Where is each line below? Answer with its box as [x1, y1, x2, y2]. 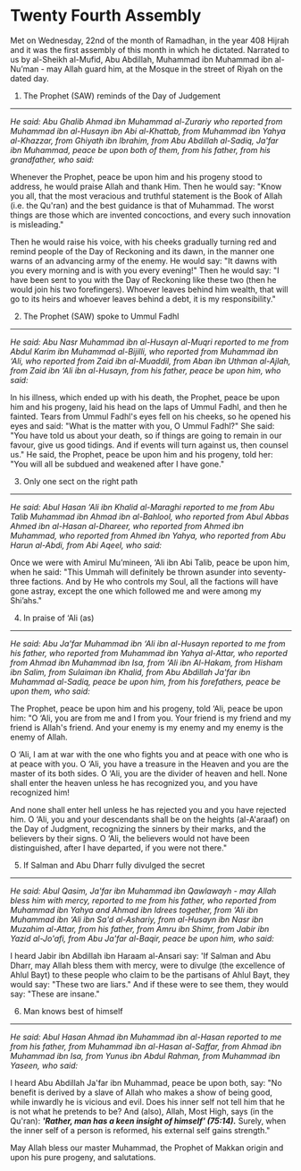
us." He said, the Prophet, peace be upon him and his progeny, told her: [10, 449, 273, 459]
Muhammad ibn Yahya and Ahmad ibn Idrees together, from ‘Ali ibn [10, 904, 258, 915]
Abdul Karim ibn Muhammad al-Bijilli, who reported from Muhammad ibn [10, 346, 279, 356]
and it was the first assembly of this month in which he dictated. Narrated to [10, 44, 289, 55]
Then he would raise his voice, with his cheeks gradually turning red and [10, 236, 277, 247]
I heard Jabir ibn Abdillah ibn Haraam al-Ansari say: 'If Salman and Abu [10, 950, 272, 961]
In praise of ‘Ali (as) [22, 612, 95, 623]
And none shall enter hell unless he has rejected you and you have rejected [10, 804, 287, 815]
